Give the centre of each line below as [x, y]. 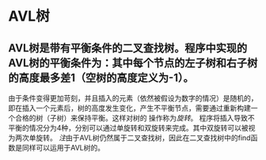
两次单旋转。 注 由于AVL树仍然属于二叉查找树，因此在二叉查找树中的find [133, 138]
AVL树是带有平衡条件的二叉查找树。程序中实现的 [128, 48]
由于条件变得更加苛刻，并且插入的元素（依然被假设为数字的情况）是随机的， [133, 98]
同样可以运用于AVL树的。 [63, 148]
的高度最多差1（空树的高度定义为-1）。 [101, 77]
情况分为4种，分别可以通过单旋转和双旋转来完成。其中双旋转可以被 [139, 128]
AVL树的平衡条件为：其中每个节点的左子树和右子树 [133, 63]
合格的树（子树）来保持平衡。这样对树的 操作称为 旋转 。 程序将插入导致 [131, 118]
